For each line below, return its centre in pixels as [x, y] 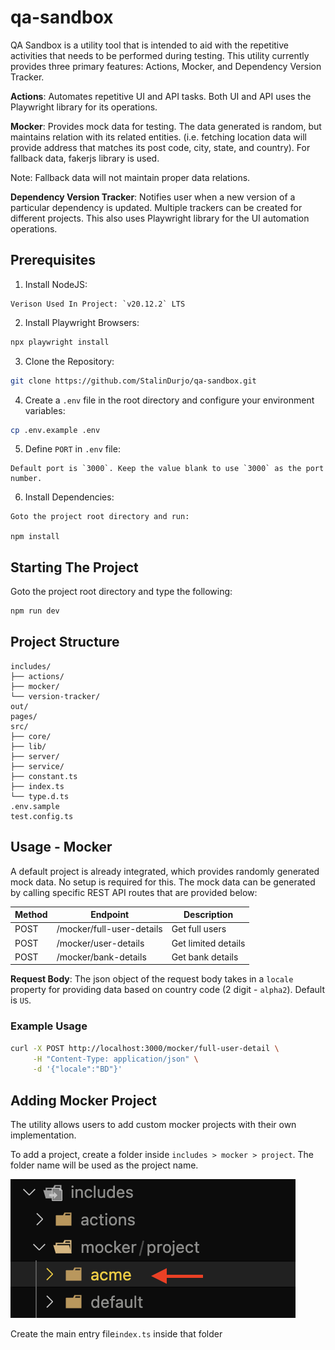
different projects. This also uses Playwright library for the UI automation [160, 218]
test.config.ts [42, 816]
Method [31, 915]
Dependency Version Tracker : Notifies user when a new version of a [153, 197]
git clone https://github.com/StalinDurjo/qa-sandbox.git [133, 381]
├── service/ [37, 766]
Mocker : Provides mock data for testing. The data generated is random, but [166, 126]
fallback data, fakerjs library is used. [85, 158]
